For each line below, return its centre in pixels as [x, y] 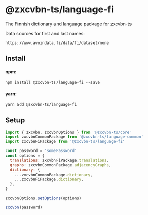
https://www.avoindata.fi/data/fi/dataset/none [57, 43]
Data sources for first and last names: [45, 33]
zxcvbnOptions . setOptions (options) [43, 198]
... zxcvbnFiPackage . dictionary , [49, 179]
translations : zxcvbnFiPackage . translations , [60, 160]
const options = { [25, 156]
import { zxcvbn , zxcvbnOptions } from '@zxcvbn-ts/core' [69, 132]
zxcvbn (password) [24, 207]
